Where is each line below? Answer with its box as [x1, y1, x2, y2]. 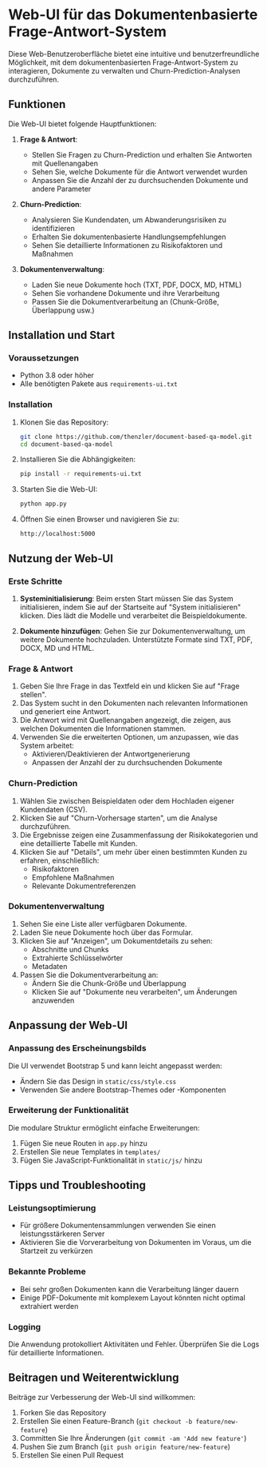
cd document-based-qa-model [19, 440, 113, 449]
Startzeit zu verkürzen [19, 1246, 93, 1256]
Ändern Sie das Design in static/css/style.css [19, 1076, 177, 1086]
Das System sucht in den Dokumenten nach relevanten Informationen [19, 698, 249, 708]
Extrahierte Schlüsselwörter [31, 953, 124, 963]
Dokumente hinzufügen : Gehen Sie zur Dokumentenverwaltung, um [19, 626, 245, 636]
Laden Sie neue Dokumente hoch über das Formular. [19, 927, 194, 937]
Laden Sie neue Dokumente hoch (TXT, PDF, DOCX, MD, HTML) [31, 280, 242, 289]
